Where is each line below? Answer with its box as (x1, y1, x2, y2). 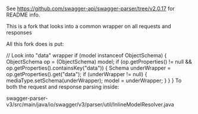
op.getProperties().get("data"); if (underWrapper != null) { (6, 71, 147, 77)
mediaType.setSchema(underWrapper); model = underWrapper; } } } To (6, 77, 182, 84)
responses (6, 29, 32, 36)
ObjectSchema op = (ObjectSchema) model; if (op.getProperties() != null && (6, 58, 192, 65)
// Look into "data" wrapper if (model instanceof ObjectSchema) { (6, 52, 167, 58)
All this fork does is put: (6, 41, 64, 47)
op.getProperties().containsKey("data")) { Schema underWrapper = (6, 64, 171, 71)
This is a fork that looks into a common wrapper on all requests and (6, 23, 171, 30)
